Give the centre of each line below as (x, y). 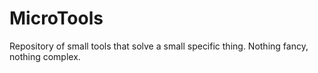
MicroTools (56, 18)
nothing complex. (45, 56)
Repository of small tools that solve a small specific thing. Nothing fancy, (159, 46)
